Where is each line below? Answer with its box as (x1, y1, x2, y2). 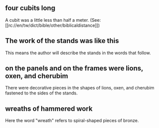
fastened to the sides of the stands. (5, 90, 78, 96)
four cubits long (5, 4, 56, 12)
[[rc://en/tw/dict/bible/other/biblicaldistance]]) (5, 22, 100, 28)
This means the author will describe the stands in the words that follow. (5, 49, 151, 56)
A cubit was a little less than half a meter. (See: (5, 17, 101, 23)
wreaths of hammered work (5, 104, 93, 113)
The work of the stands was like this (5, 37, 119, 45)
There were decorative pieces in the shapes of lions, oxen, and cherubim (5, 85, 155, 91)
